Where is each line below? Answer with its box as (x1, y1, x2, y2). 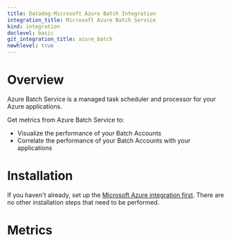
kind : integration (7, 23, 60, 30)
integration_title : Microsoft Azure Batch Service (7, 17, 156, 24)
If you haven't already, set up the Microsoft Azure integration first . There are (7, 191, 225, 199)
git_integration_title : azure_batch (7, 36, 113, 43)
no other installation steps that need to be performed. (7, 198, 160, 206)
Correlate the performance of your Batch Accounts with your (17, 136, 191, 145)
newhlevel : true (7, 42, 54, 49)
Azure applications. (7, 102, 62, 111)
